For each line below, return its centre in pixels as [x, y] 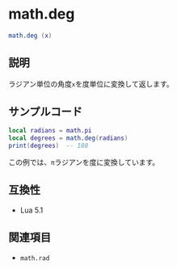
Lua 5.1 [32, 210]
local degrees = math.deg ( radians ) [68, 138]
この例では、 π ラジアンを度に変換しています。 [84, 162]
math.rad [35, 258]
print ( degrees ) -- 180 [48, 146]
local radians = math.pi [50, 131]
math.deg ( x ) [30, 36]
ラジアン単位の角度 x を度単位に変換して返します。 [91, 84]
